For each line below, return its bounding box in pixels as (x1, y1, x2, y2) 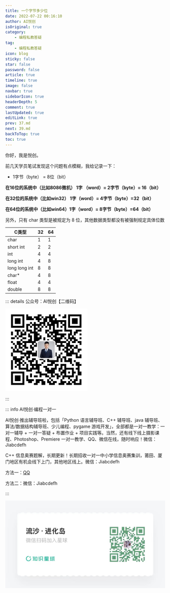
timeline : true (5, 78, 38, 83)
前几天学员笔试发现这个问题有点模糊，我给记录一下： (5, 163, 117, 169)
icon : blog (5, 51, 28, 56)
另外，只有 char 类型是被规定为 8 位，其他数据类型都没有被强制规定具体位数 (5, 216, 165, 223)
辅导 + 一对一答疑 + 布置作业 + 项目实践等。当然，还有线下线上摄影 (14, 429, 155, 435)
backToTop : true (5, 132, 40, 137)
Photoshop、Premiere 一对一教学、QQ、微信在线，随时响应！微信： (14, 436, 157, 442)
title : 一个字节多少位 (5, 8, 48, 13)
